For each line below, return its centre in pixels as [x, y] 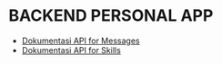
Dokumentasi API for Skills [71, 50]
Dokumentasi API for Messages [81, 41]
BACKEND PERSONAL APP [111, 16]
